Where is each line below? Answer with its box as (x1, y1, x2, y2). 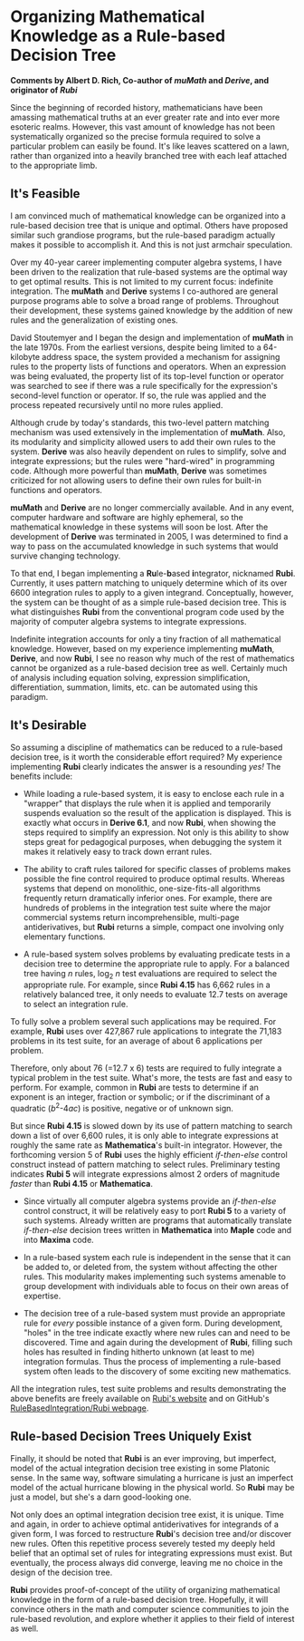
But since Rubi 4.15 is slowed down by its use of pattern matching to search (10, 1121, 293, 1131)
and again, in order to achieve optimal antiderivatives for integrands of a (10, 1519, 280, 1529)
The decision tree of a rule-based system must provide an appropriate (23, 1308, 286, 1319)
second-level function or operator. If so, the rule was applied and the (10, 390, 267, 401)
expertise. (23, 1290, 62, 1302)
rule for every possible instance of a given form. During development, (23, 1317, 283, 1329)
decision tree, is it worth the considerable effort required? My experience (10, 751, 283, 762)
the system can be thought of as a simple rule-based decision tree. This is (10, 597, 288, 607)
